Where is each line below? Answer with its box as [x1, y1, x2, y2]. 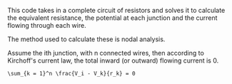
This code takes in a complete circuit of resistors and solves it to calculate [7, 6, 226, 14]
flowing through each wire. [7, 21, 87, 29]
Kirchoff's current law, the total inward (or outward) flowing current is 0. [7, 56, 219, 65]
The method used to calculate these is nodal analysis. [7, 35, 166, 43]
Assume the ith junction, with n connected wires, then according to [7, 49, 205, 57]
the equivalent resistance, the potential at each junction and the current [7, 14, 218, 22]
